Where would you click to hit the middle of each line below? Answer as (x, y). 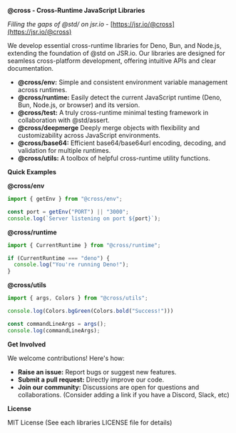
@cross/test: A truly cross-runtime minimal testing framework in (113, 113)
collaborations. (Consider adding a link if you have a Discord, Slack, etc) (123, 394)
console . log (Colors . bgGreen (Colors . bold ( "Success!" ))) (91, 311)
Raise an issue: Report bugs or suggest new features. (97, 372)
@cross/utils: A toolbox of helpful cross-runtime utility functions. (114, 158)
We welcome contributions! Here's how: (66, 358)
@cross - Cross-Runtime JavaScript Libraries (76, 10)
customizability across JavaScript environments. (89, 135)
